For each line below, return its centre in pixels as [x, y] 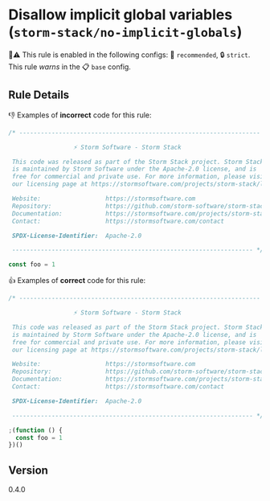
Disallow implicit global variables [121, 15]
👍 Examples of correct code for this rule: [77, 281]
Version [28, 470]
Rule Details [39, 95]
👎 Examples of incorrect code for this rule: [80, 115]
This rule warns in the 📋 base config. [70, 67]
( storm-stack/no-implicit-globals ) [125, 32]
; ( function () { [35, 430]
